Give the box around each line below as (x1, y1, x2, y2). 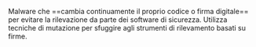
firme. (8, 31, 27, 41)
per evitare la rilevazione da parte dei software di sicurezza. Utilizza (8, 15, 228, 24)
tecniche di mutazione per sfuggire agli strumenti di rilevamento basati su (8, 23, 246, 32)
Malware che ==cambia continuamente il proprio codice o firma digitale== (8, 7, 249, 16)
